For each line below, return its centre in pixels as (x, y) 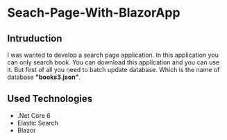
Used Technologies (50, 99)
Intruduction (35, 38)
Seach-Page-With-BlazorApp (94, 13)
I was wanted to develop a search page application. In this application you (113, 55)
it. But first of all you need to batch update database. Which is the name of (113, 70)
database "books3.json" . (44, 77)
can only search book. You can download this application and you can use (113, 62)
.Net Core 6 (34, 115)
